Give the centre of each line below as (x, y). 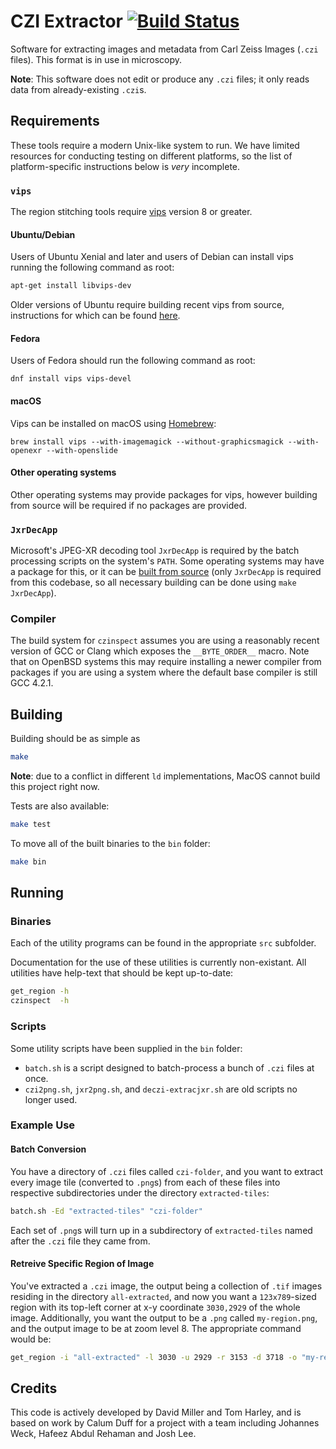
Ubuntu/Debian (43, 234)
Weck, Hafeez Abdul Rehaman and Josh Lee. (103, 1434)
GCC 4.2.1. (32, 683)
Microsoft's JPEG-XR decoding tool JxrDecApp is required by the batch (155, 551)
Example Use (43, 1125)
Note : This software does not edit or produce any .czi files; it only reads (160, 79)
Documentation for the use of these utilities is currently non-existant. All (158, 962)
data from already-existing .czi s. (78, 89)
